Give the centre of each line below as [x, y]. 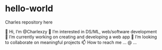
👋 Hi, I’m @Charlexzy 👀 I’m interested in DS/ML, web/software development [81, 31]
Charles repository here [29, 22]
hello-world [29, 9]
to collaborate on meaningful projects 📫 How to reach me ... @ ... [71, 42]
